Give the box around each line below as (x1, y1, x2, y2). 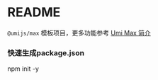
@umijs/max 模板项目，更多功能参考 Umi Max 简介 (7, 28, 151, 37)
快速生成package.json (7, 47, 85, 57)
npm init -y (7, 64, 39, 73)
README (7, 4, 61, 21)
